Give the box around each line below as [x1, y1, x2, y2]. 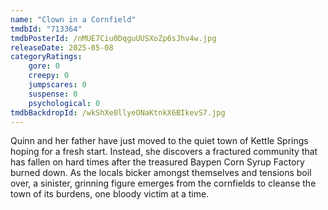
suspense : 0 [28, 89, 78, 99]
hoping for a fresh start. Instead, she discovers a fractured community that [10, 146, 318, 158]
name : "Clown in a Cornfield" [10, 14, 137, 25]
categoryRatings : [10, 52, 83, 62]
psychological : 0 [28, 98, 101, 108]
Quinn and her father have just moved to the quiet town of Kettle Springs [10, 135, 309, 147]
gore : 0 [28, 61, 60, 71]
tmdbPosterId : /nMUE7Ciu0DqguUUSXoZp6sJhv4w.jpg [10, 33, 217, 43]
